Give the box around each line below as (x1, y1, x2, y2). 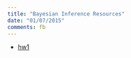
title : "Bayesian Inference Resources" (7, 10, 125, 18)
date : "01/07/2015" (7, 17, 65, 24)
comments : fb (7, 23, 46, 30)
